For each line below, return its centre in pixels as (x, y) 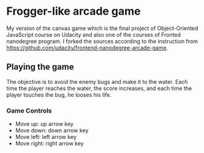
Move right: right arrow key (49, 144)
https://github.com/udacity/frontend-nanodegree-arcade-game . (87, 48)
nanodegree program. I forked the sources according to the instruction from (102, 41)
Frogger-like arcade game (74, 11)
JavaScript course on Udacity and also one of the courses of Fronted (94, 34)
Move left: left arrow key (46, 137)
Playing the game (40, 67)
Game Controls (29, 110)
